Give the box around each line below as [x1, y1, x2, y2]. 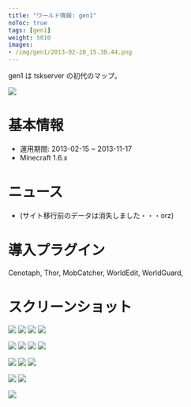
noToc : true [8, 19, 47, 27]
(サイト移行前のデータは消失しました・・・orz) [19, 210, 174, 220]
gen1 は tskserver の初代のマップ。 [8, 71, 122, 80]
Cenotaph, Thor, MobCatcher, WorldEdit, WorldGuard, [8, 268, 184, 277]
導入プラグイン [8, 242, 106, 259]
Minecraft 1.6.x [19, 153, 68, 162]
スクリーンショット [8, 298, 133, 316]
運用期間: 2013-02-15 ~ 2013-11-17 [19, 144, 133, 153]
